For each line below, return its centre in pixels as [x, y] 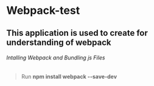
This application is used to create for [77, 33]
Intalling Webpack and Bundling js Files [56, 58]
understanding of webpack [59, 42]
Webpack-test [43, 11]
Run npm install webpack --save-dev [69, 76]
